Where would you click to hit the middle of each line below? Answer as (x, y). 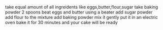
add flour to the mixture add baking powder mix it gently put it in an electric (81, 17)
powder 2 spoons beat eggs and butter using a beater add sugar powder (79, 12)
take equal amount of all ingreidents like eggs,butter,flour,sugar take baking (82, 7)
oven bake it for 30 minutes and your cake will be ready (62, 22)
